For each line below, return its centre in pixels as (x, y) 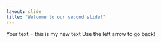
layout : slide (24, 11)
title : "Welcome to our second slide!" (56, 17)
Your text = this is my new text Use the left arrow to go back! (81, 34)
